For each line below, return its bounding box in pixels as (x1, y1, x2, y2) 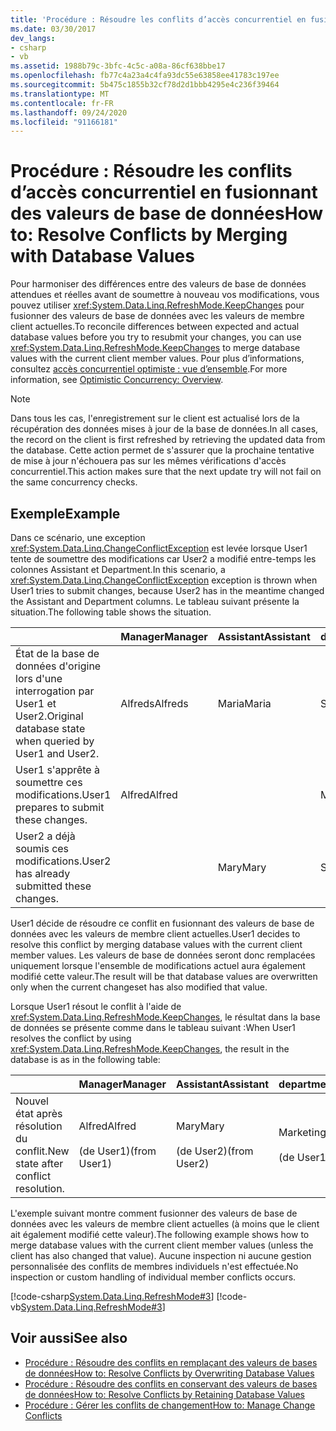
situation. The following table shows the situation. (10, 606, 212, 618)
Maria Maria (217, 697, 272, 710)
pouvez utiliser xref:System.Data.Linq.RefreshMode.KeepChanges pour (10, 299, 305, 311)
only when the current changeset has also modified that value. (10, 981, 268, 993)
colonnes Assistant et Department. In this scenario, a (10, 564, 226, 575)
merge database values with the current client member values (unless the (10, 1239, 314, 1251)
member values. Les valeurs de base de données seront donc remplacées (10, 949, 316, 961)
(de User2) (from (176, 1144, 254, 1158)
